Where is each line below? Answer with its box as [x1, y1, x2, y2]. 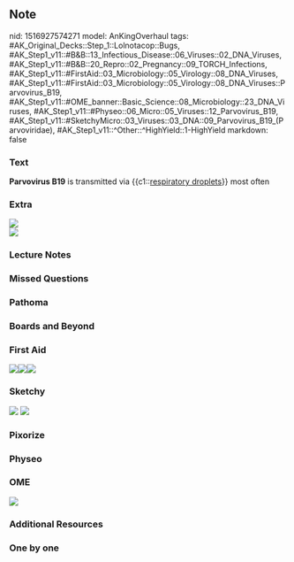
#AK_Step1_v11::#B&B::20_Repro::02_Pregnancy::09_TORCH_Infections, [9, 58, 268, 69]
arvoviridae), [9, 124, 56, 135]
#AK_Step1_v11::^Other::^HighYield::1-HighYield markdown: [57, 124, 269, 135]
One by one [9, 542, 60, 554]
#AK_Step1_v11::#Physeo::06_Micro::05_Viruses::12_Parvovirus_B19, [34, 105, 279, 116]
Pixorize [9, 428, 46, 441]
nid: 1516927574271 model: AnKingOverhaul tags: [9, 30, 189, 41]
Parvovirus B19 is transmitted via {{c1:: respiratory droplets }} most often [9, 176, 270, 187]
